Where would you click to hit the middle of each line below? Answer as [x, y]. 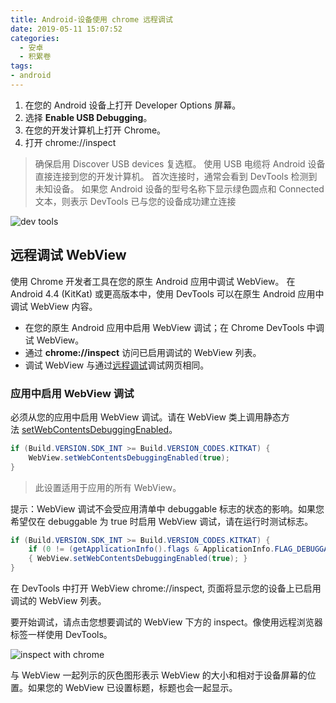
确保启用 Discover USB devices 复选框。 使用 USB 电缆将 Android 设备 [180, 163]
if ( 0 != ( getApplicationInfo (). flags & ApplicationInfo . [151, 549]
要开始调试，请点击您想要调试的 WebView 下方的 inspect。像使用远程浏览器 [166, 622]
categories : [35, 38]
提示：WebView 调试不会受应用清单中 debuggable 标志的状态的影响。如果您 [167, 508]
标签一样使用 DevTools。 [61, 635]
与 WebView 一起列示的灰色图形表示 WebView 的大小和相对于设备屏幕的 [159, 675]
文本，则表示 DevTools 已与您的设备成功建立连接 [135, 201]
